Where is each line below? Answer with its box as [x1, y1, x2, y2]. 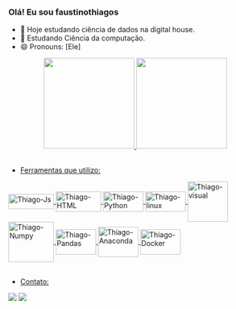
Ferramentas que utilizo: [19, 165, 101, 175]
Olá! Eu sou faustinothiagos [8, 6, 119, 18]
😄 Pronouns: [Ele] [19, 42, 81, 52]
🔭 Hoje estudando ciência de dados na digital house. [19, 25, 196, 35]
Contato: [19, 277, 50, 286]
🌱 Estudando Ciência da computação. [19, 33, 146, 43]
